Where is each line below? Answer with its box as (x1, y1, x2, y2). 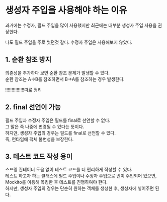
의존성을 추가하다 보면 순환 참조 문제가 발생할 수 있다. (5, 70, 110, 76)
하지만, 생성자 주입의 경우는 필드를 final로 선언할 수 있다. (5, 129, 116, 136)
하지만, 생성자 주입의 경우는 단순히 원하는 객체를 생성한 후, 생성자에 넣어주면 (5, 185, 154, 191)
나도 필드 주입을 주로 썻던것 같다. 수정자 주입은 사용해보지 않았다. (5, 39, 133, 45)
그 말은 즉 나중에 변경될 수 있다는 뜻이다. (5, 123, 85, 129)
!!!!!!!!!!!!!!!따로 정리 (5, 87, 42, 93)
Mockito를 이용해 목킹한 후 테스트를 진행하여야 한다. (5, 179, 108, 185)
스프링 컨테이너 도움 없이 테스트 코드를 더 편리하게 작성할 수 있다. (5, 167, 133, 173)
